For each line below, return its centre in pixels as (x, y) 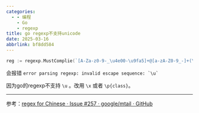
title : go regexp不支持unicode (44, 34)
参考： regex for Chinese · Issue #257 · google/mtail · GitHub (79, 104)
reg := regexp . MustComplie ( (41, 61)
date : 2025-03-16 (28, 39)
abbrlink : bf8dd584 (30, 45)
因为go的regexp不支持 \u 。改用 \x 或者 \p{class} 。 (70, 85)
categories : (21, 12)
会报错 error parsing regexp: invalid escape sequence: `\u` (82, 73)
